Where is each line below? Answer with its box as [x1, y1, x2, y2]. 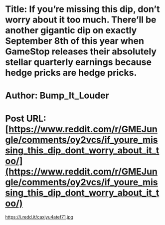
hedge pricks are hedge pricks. [5, 67, 137, 78]
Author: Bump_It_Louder [5, 90, 110, 101]
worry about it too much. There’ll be [5, 14, 157, 25]
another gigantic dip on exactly [5, 25, 137, 36]
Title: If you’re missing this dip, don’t [5, 3, 160, 15]
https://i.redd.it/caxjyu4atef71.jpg [5, 214, 74, 220]
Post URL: [5, 113, 46, 124]
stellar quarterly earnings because [5, 56, 152, 68]
